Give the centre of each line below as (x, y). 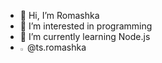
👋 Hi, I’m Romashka (59, 15)
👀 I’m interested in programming (86, 26)
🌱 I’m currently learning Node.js (85, 36)
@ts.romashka (56, 47)
